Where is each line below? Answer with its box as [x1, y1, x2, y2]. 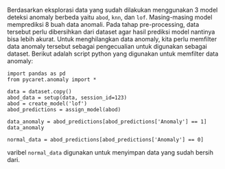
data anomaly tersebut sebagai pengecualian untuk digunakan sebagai [7, 43, 207, 50]
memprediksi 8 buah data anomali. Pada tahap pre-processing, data [7, 21, 200, 28]
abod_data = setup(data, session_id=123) [7, 94, 128, 101]
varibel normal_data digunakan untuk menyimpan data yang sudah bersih [7, 148, 214, 157]
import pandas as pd [7, 70, 67, 77]
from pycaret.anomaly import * [7, 76, 97, 83]
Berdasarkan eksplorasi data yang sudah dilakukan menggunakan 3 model [7, 6, 218, 14]
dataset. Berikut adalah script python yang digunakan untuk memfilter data [7, 49, 219, 58]
